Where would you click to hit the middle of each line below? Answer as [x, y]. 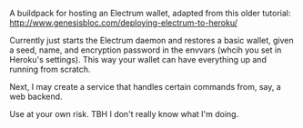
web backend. [36, 96]
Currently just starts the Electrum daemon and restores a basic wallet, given [151, 40]
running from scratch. [50, 69]
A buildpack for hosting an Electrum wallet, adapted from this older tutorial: [150, 13]
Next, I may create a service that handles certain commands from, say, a [146, 87]
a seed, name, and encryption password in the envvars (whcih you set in [146, 50]
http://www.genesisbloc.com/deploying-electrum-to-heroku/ [124, 23]
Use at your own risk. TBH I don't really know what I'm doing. [124, 114]
